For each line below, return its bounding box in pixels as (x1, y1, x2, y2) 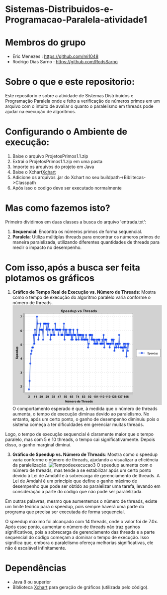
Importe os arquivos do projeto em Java (12, 164, 94, 170)
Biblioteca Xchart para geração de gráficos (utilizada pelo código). (12, 584, 149, 590)
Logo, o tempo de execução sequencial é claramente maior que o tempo (5, 431, 154, 437)
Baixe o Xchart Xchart (12, 169, 56, 175)
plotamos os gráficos (5, 273, 94, 284)
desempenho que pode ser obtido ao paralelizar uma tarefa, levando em (12, 483, 161, 489)
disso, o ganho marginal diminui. (5, 442, 72, 447)
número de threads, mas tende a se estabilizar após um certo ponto (12, 467, 152, 473)
